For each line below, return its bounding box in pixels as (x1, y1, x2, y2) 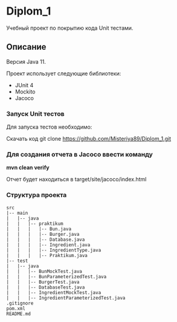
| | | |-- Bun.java (6, 226, 71, 232)
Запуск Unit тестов (6, 109, 65, 118)
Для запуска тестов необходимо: (6, 123, 92, 131)
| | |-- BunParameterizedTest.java (6, 273, 107, 280)
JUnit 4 (14, 81, 34, 89)
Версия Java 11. (6, 58, 47, 65)
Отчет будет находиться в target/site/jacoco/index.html (6, 176, 147, 183)
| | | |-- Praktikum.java (6, 252, 88, 258)
